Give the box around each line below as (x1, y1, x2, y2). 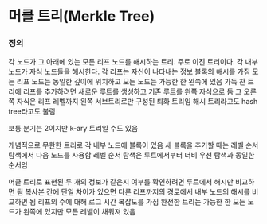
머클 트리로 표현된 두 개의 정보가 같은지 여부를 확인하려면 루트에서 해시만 (8, 177, 234, 187)
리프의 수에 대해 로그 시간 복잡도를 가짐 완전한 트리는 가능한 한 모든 (37, 197, 246, 207)
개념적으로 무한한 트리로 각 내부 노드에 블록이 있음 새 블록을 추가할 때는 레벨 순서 (8, 141, 259, 150)
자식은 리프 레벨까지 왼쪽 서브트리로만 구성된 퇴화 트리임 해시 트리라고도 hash (16, 97, 258, 106)
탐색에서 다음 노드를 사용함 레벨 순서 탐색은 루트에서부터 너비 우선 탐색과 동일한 (8, 150, 255, 160)
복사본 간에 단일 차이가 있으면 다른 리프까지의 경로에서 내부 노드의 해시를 (25, 187, 251, 197)
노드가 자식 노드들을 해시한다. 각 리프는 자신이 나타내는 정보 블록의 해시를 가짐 (8, 67, 251, 76)
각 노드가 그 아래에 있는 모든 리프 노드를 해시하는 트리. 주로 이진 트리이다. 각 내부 (8, 57, 259, 67)
